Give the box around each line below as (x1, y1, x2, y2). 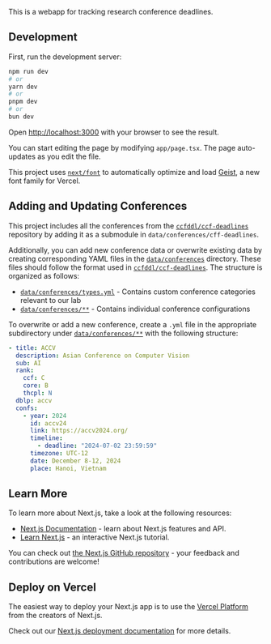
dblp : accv (15, 396, 53, 404)
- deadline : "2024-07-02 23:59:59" (37, 441, 158, 450)
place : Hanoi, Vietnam (29, 464, 107, 472)
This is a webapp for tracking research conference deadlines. (8, 7, 214, 16)
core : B (23, 382, 49, 390)
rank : (15, 366, 35, 375)
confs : (15, 404, 38, 412)
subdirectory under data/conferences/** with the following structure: (8, 328, 239, 338)
